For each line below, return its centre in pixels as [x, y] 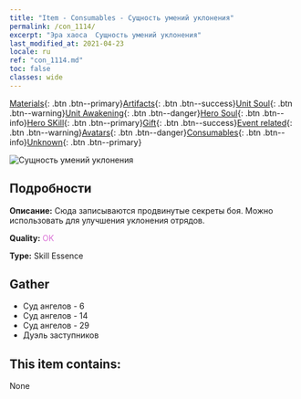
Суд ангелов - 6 [53, 306]
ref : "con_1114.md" [47, 60]
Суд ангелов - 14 [55, 316]
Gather [30, 284]
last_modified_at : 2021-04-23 [67, 43]
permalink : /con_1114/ [52, 26]
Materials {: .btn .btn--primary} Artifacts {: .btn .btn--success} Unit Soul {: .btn [151, 103]
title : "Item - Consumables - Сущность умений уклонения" [122, 18]
